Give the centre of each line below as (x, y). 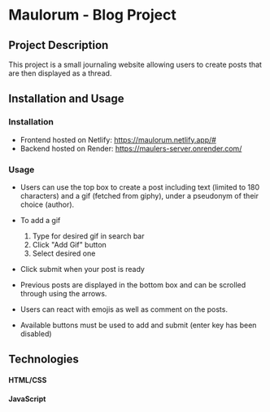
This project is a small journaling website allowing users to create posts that (135, 64)
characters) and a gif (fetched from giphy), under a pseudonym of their (139, 195)
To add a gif (40, 220)
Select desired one (64, 253)
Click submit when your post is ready (82, 269)
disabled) (36, 333)
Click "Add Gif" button (70, 244)
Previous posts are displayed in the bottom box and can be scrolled (133, 285)
